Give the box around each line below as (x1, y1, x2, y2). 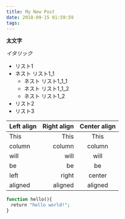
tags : (6, 20, 20, 26)
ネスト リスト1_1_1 (23, 77, 68, 85)
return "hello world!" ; (10, 202, 70, 208)
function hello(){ (6, 196, 52, 203)
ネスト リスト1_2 (23, 92, 66, 100)
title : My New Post (6, 8, 55, 15)
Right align (42, 122, 74, 131)
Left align (9, 122, 37, 131)
